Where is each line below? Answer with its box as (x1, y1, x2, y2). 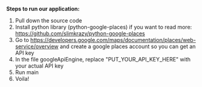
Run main (15, 69, 39, 75)
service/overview (15, 43, 59, 50)
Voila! (15, 75, 29, 82)
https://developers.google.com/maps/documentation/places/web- (30, 37, 196, 43)
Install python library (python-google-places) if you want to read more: (15, 24, 192, 30)
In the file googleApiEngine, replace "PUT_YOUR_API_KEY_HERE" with (15, 56, 191, 63)
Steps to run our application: (6, 5, 80, 12)
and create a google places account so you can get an (59, 43, 196, 50)
